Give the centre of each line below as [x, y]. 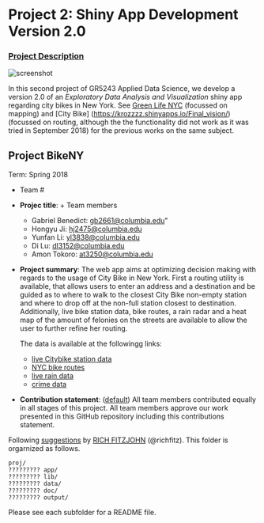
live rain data [52, 376]
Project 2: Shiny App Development [123, 15]
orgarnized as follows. [44, 449]
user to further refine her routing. [74, 328]
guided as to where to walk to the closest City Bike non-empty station [133, 295]
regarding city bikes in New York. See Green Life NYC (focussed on [118, 105]
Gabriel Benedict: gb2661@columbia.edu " [100, 221]
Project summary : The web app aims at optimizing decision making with [138, 270]
